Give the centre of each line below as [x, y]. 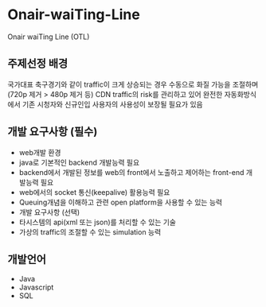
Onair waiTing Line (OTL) [49, 37]
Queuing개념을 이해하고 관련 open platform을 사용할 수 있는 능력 [121, 202]
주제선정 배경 [38, 64]
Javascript [36, 287]
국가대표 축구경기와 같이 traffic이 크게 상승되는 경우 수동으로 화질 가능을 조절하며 [133, 84]
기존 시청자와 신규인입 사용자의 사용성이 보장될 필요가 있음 [113, 104]
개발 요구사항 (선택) [49, 212]
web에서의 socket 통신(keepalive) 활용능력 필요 [94, 192]
